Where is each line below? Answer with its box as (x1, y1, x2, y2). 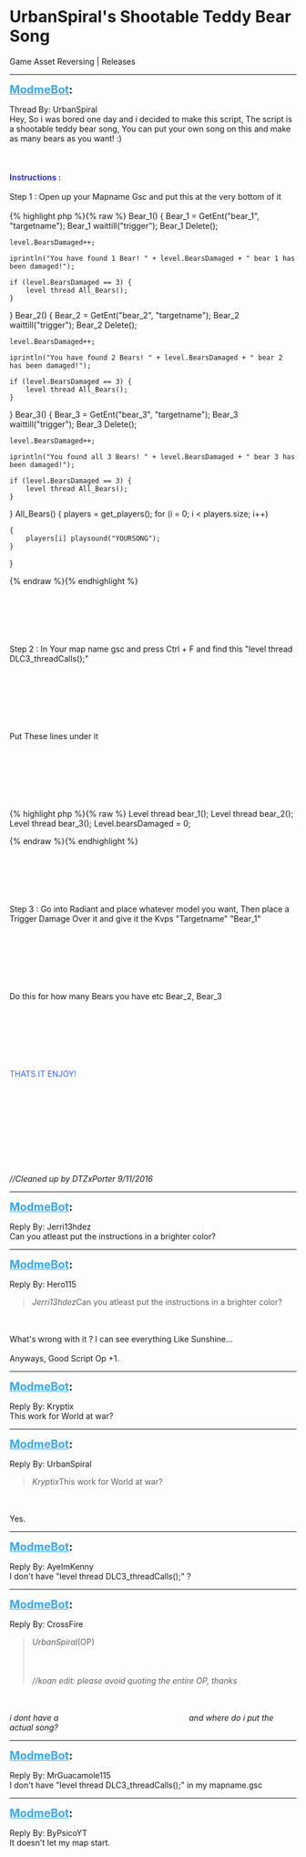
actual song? (9, 1722, 59, 1733)
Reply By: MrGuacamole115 (9, 1769, 111, 1780)
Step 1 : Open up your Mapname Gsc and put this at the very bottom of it (9, 191, 282, 202)
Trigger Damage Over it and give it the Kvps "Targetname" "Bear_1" (9, 913, 261, 923)
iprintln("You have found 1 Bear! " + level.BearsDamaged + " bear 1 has (9, 254, 296, 263)
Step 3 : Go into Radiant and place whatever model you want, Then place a (9, 903, 290, 914)
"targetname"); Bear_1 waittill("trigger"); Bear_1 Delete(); (9, 220, 219, 231)
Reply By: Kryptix (9, 1401, 75, 1412)
